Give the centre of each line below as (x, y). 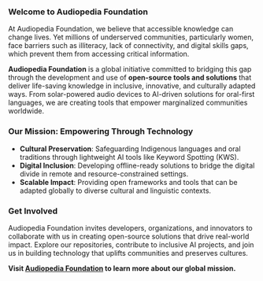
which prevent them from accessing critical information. (99, 54)
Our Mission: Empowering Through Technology (101, 131)
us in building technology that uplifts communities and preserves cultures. (128, 253)
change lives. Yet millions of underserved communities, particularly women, (131, 37)
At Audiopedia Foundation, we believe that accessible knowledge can (121, 29)
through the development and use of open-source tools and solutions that (130, 78)
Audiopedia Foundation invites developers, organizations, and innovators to (131, 227)
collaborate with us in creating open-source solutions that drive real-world (129, 236)
